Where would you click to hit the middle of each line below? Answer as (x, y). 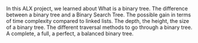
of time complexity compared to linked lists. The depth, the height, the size (98, 21)
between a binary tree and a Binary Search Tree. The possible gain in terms (99, 15)
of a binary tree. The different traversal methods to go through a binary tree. (99, 27)
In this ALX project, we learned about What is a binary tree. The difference (97, 9)
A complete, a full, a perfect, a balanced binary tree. (70, 34)
